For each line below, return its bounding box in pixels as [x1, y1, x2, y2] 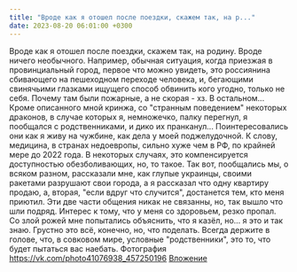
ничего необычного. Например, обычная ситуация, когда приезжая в [9, 55, 273, 66]
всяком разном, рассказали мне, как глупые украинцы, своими [9, 167, 253, 178]
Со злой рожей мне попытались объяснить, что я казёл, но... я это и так [9, 214, 284, 226]
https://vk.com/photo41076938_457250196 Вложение [9, 253, 208, 263]
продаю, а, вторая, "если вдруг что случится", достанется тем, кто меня [9, 187, 285, 198]
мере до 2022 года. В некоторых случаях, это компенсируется [9, 149, 248, 159]
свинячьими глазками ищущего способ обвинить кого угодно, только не [9, 83, 285, 94]
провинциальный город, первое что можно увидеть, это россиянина [9, 64, 270, 75]
